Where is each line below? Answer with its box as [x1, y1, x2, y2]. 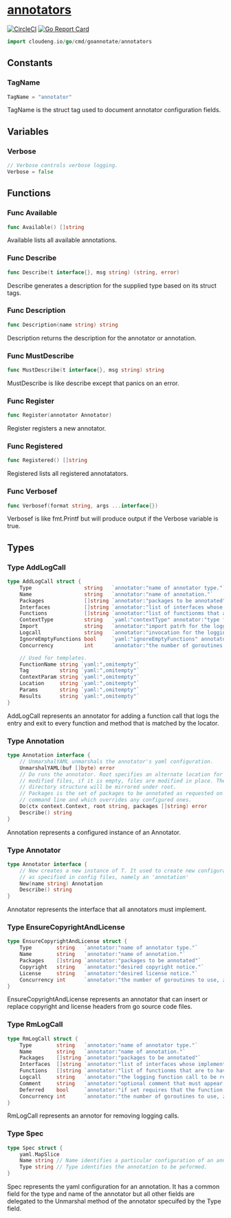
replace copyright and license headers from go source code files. [7, 1003, 192, 1011]
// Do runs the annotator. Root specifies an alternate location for [19, 771, 223, 778]
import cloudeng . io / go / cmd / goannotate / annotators [7, 38, 153, 45]
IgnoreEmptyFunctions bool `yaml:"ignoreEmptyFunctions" [19, 635, 198, 642]
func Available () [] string [7, 224, 85, 230]
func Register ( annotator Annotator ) [7, 412, 112, 419]
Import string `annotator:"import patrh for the [19, 623, 211, 630]
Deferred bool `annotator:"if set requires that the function [19, 1086, 223, 1094]
